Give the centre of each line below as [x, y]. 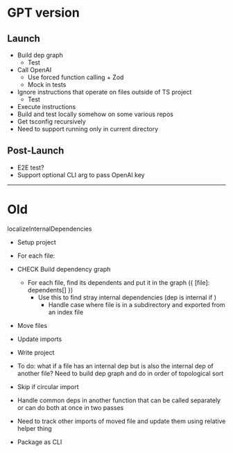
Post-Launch [36, 151]
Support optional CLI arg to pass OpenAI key [81, 174]
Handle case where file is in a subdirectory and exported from [137, 304]
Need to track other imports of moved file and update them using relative [121, 421]
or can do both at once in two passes [70, 407]
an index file [66, 312]
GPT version [43, 13]
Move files [32, 325]
